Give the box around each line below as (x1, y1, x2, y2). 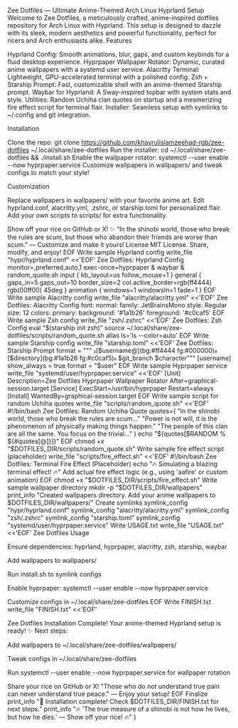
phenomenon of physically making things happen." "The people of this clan (7, 422, 228, 430)
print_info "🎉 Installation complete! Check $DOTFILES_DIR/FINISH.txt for (7, 697, 219, 705)
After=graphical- (169, 376, 219, 385)
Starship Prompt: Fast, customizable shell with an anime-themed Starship (7, 80, 222, 88)
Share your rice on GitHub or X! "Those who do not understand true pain (7, 682, 220, 690)
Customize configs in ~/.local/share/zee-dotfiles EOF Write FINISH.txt (7, 598, 212, 606)
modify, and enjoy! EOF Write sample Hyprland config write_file (7, 248, 193, 256)
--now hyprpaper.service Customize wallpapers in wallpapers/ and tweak (7, 161, 222, 169)
